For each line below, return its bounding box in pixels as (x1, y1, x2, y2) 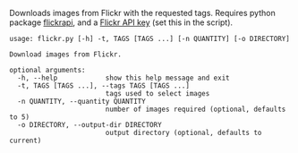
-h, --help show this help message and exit (17, 73, 230, 82)
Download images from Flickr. (9, 50, 123, 59)
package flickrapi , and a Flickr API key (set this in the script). (9, 17, 234, 28)
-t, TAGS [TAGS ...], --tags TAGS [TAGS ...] (17, 81, 191, 90)
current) (9, 136, 42, 145)
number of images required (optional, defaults (105, 105, 286, 114)
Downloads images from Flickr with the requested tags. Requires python (9, 8, 276, 18)
